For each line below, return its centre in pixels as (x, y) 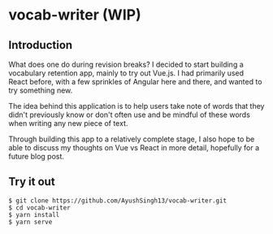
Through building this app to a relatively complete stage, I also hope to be (132, 139)
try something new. (41, 90)
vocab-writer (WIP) (75, 15)
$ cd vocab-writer (39, 208)
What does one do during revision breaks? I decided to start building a (126, 64)
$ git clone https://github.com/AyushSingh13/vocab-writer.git (118, 201)
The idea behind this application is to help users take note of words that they (136, 106)
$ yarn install (34, 214)
